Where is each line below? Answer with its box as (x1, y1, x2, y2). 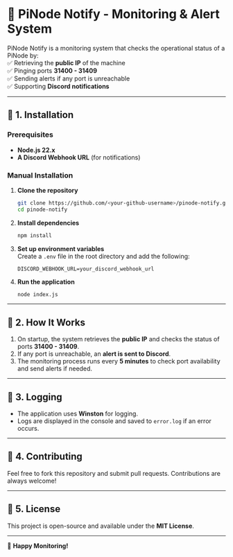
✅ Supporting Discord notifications (7, 82, 110, 90)
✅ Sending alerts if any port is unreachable (7, 74, 130, 83)
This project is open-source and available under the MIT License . (7, 522, 194, 530)
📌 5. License (7, 503, 61, 515)
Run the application (17, 277, 75, 286)
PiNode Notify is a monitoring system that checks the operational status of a (7, 44, 225, 52)
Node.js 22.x (17, 146, 55, 154)
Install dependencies (17, 218, 80, 227)
